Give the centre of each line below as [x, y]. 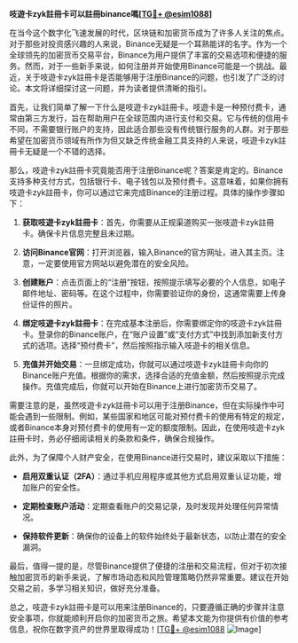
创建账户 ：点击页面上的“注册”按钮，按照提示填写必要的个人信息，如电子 [154, 282]
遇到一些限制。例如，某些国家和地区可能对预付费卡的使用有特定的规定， [157, 416]
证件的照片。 [53, 304]
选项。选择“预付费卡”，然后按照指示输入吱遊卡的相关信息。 [146, 345]
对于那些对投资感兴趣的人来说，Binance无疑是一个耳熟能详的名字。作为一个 [149, 44]
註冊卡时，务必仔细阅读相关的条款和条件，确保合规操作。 [114, 439]
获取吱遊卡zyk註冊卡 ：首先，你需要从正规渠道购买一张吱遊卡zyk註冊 [148, 222]
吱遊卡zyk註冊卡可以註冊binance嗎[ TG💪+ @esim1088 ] [111, 14]
